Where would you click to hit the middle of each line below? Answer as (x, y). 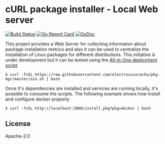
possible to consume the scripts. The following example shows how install (83, 93)
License (18, 124)
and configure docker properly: (38, 99)
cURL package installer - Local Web (82, 9)
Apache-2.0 (18, 136)
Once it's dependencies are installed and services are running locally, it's (82, 88)
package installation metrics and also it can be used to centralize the (77, 49)
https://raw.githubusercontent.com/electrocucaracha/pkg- (97, 74)
